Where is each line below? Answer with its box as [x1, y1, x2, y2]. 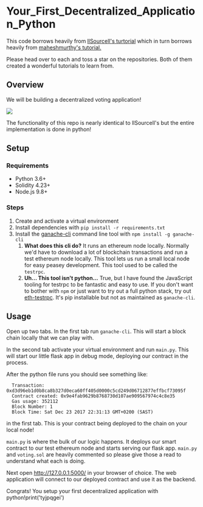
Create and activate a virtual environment [15, 217, 119, 225]
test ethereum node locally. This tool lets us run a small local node [24, 254, 190, 262]
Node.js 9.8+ [15, 188, 48, 195]
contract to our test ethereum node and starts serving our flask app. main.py [6, 444, 198, 452]
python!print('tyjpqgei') [6, 494, 65, 501]
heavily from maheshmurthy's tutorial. [6, 44, 101, 51]
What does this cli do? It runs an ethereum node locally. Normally [24, 242, 190, 249]
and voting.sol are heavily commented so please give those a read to [6, 450, 182, 458]
